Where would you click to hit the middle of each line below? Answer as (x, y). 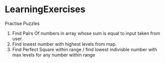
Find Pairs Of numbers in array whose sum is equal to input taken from (86, 33)
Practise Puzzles (22, 23)
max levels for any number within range (53, 55)
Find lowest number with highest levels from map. (64, 44)
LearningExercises (45, 9)
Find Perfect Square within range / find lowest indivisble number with (85, 49)
